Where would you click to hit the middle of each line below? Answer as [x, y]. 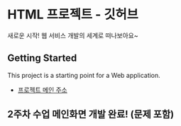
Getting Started [42, 58]
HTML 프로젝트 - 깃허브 [73, 15]
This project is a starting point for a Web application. [84, 75]
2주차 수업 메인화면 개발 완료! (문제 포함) [91, 114]
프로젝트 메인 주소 [42, 90]
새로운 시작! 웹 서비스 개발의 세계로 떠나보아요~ [73, 35]
